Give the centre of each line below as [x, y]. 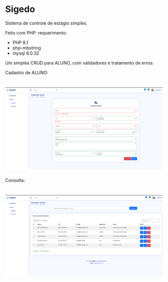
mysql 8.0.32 [26, 53]
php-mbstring [27, 48]
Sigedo [20, 9]
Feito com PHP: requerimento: [36, 33]
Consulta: [15, 180]
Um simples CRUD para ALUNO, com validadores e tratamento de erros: [79, 63]
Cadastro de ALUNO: [27, 72]
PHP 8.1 [20, 42]
